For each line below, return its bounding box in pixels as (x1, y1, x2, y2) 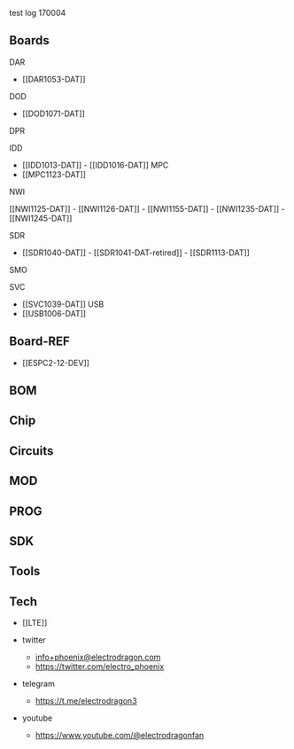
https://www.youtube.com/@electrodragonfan (35, 730, 205, 741)
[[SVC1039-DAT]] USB (21, 299, 104, 309)
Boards (9, 33, 50, 48)
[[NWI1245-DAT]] (9, 213, 73, 223)
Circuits (9, 443, 54, 458)
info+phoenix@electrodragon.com (35, 651, 161, 663)
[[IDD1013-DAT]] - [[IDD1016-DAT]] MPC (21, 160, 169, 170)
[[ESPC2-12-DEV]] (21, 357, 90, 368)
